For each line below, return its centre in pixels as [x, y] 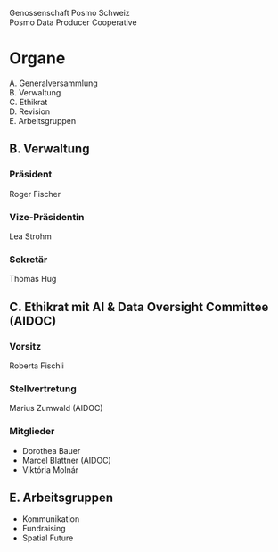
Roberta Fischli [37, 366]
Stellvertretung [43, 389]
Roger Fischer [35, 194]
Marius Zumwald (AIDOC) [57, 408]
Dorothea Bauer [51, 450]
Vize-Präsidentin [47, 217]
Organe [37, 58]
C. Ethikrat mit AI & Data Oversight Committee [139, 307]
